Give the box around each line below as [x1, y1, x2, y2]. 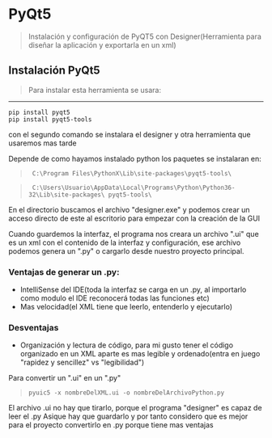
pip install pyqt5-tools [8, 115, 92, 124]
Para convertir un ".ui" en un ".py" [8, 373, 121, 383]
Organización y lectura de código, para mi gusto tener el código [19, 340, 233, 350]
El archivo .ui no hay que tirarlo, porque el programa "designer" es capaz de [8, 403, 262, 413]
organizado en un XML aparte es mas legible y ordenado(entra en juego [19, 349, 261, 359]
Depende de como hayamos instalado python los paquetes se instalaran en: [8, 154, 261, 163]
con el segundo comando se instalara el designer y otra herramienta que [8, 129, 251, 139]
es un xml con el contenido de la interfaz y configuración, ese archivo [8, 238, 241, 247]
